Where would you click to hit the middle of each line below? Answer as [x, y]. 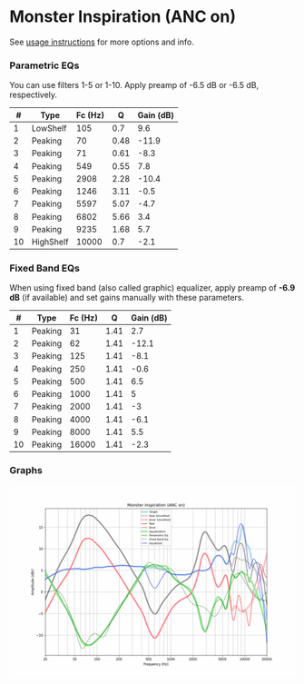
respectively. [33, 95]
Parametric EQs [44, 65]
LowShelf [49, 128]
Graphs [26, 471]
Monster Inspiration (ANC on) [123, 17]
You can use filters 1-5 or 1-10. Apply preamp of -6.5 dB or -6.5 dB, [134, 85]
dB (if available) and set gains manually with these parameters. [127, 298]
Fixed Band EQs [44, 268]
